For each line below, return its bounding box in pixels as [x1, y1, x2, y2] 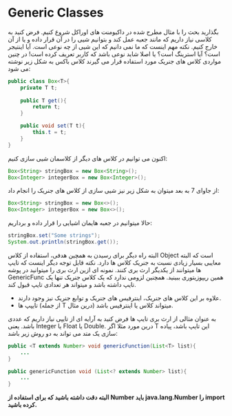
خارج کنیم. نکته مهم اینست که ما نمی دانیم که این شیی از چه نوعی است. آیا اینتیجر [8, 42, 218, 50]
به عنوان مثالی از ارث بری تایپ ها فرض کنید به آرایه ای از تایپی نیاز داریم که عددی [8, 314, 216, 323]
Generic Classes [8, 5, 104, 21]
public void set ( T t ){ [20, 122, 85, 129]
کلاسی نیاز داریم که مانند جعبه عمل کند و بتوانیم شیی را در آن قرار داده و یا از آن [8, 35, 212, 43]
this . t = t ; [32, 129, 67, 136]
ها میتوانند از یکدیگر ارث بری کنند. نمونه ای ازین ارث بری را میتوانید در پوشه [8, 265, 202, 274]
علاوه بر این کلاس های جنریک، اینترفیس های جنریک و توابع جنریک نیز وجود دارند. [17, 294, 222, 302]
